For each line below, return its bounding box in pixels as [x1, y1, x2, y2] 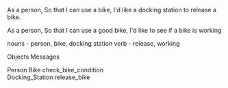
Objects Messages [7, 53, 60, 61]
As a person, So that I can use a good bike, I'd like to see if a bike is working [7, 27, 222, 34]
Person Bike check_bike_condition [7, 66, 104, 74]
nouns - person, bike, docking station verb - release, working [7, 40, 180, 47]
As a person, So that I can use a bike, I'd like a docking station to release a [7, 6, 217, 14]
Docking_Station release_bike [7, 73, 90, 81]
